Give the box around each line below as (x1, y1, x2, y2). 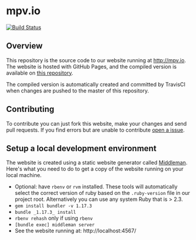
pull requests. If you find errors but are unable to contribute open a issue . (6, 126, 185, 133)
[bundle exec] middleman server (14, 222, 95, 228)
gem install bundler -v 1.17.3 (14, 203, 92, 209)
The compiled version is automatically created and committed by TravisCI (6, 81, 185, 88)
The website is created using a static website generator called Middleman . (6, 159, 188, 167)
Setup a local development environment (6, 143, 157, 153)
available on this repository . (6, 69, 73, 76)
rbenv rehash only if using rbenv (14, 215, 93, 222)
